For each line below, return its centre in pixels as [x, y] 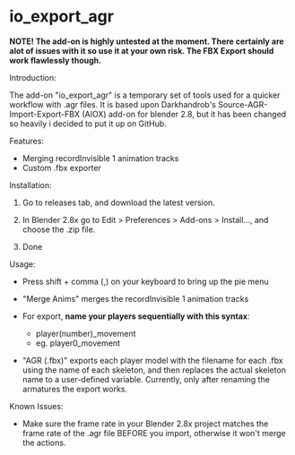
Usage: [22, 264]
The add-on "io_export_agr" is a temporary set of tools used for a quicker [145, 95]
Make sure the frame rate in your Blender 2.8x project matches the [145, 424]
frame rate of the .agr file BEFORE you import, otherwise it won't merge [154, 433]
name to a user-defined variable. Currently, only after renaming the [146, 379]
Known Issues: [36, 406]
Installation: [30, 185]
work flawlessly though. [55, 60]
